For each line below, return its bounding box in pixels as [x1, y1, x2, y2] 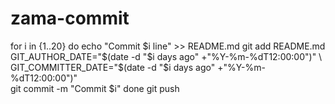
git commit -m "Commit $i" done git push [10, 82, 180, 94]
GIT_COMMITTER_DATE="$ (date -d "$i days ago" [10, 61, 216, 73]
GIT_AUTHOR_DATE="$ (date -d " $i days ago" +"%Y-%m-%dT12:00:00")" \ [10, 50, 323, 62]
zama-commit [10, 7, 130, 30]
